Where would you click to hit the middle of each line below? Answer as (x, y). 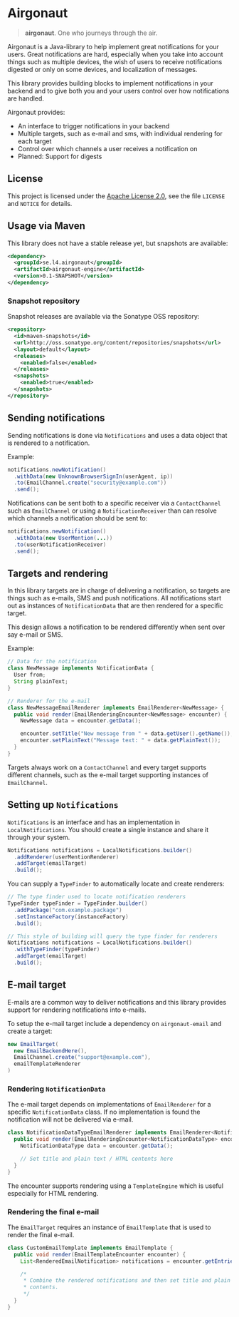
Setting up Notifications (63, 805)
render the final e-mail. (41, 1234)
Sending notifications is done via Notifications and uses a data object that (117, 435)
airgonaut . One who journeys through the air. (91, 33)
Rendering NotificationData (57, 1089)
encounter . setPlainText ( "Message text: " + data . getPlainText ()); (121, 741)
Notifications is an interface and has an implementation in (94, 822)
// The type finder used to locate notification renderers (97, 897)
